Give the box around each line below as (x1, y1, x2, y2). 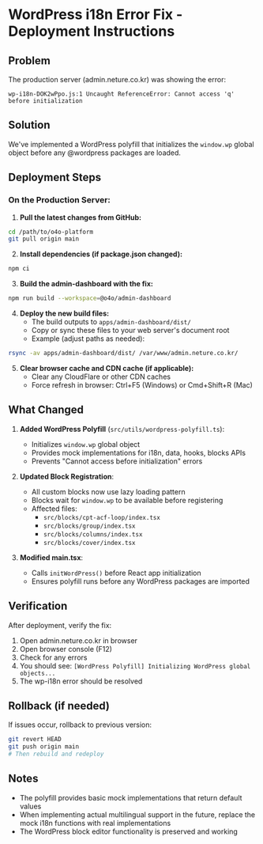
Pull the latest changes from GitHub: (19, 212, 142, 222)
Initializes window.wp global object (31, 439, 141, 448)
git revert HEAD (8, 736, 62, 744)
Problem (8, 54, 51, 67)
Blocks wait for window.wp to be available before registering (31, 495, 224, 505)
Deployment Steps (8, 171, 101, 184)
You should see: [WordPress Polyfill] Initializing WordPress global (19, 660, 251, 670)
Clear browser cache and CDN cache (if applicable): (19, 363, 194, 373)
